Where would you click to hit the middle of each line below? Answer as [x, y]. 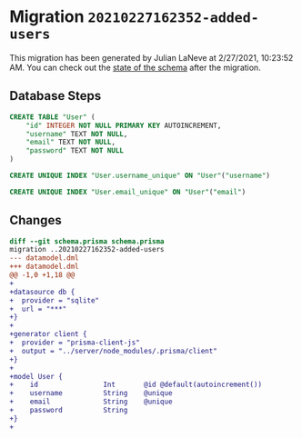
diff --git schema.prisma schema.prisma [87, 241]
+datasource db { [42, 292]
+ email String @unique [91, 402]
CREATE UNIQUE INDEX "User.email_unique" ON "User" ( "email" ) [128, 192]
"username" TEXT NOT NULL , [77, 134]
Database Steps [55, 96]
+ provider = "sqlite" [55, 300]
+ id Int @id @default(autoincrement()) [136, 385]
